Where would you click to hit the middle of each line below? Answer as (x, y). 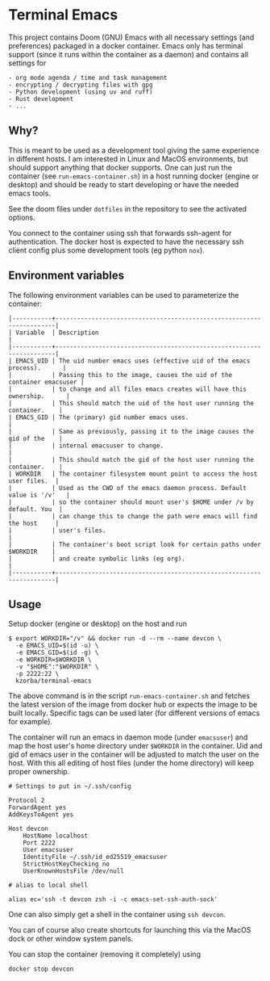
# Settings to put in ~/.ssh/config (70, 786)
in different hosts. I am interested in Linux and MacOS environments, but (128, 158)
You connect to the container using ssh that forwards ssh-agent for (120, 233)
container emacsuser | (46, 382)
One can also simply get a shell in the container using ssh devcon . (117, 915)
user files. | (34, 481)
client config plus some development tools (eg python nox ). (107, 250)
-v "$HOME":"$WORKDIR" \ (57, 667)
